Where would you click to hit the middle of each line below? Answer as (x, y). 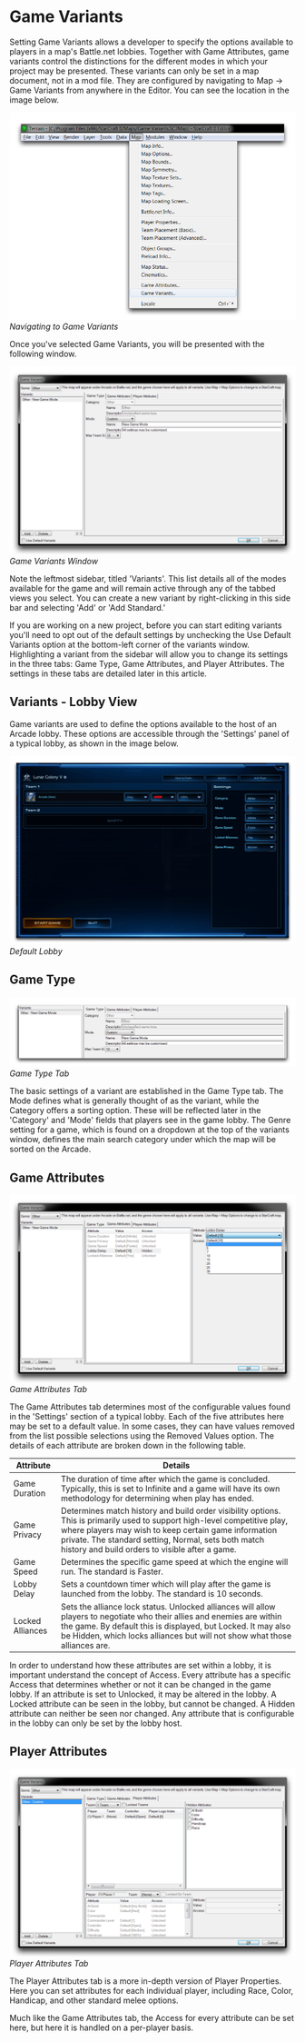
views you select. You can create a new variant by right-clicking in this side (150, 598)
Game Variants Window (54, 561)
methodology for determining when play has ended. (157, 1498)
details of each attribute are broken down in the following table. (128, 1445)
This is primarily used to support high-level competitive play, (174, 1520)
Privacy (27, 1535)
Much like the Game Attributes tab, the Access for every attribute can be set (152, 2017)
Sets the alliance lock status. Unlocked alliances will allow (168, 1607)
